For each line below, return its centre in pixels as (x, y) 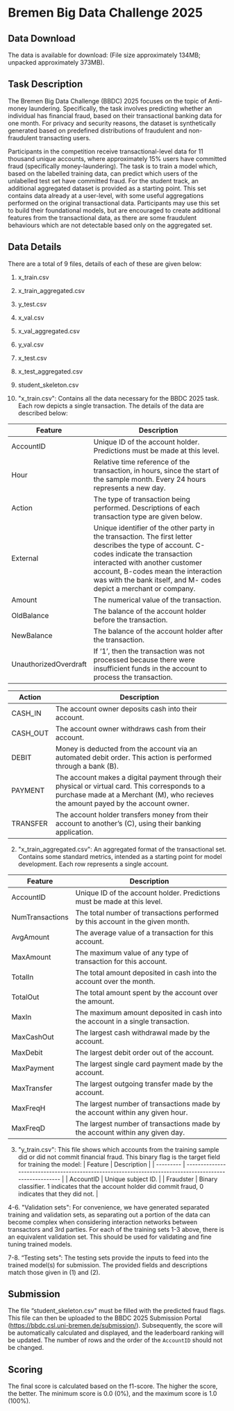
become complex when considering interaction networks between (103, 1222)
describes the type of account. (143, 545)
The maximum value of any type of (132, 953)
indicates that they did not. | (58, 1194)
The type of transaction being (142, 499)
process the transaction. (133, 677)
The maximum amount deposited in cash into (149, 1012)
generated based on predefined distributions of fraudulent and (98, 131)
